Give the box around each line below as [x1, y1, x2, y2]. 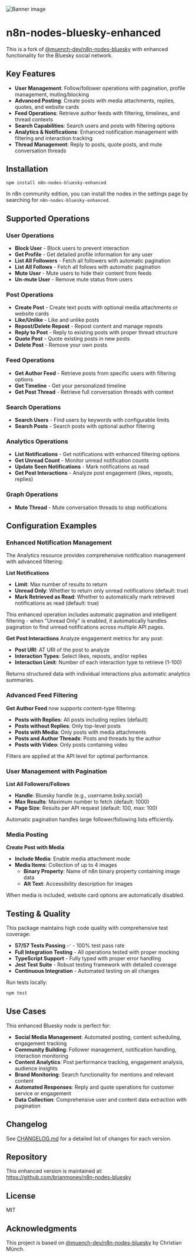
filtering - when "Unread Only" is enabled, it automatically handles [6, 617, 167, 624]
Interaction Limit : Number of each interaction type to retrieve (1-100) [14, 659, 182, 666]
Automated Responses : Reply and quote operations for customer [14, 1083, 175, 1090]
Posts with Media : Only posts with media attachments [14, 729, 147, 736]
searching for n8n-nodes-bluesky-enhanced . [6, 197, 110, 204]
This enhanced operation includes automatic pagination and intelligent [6, 611, 177, 618]
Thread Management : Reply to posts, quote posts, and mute [14, 141, 162, 148]
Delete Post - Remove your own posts [14, 341, 108, 348]
